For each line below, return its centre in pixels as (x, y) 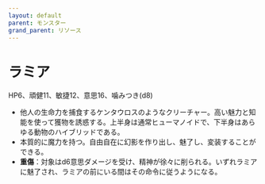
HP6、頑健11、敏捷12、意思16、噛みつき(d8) (81, 95)
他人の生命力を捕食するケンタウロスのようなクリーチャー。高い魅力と (134, 113)
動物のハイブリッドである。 (79, 132)
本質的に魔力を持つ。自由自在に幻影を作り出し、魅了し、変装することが (138, 142)
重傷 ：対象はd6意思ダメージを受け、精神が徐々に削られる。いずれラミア (138, 162)
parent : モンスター (37, 23)
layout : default (35, 15)
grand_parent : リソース (45, 30)
